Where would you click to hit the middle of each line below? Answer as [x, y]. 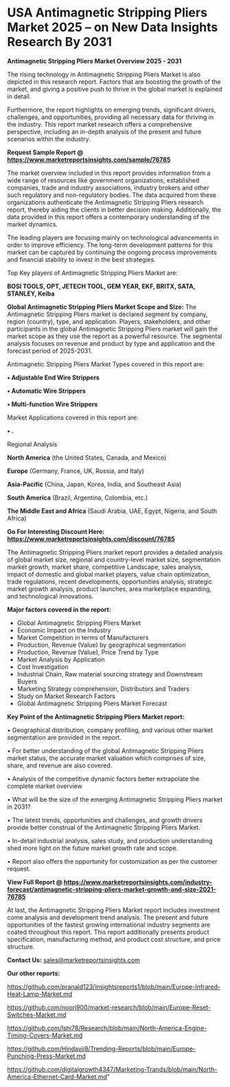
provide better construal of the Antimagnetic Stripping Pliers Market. [104, 827]
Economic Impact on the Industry [64, 630]
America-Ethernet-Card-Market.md [57, 1077]
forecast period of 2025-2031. [50, 351]
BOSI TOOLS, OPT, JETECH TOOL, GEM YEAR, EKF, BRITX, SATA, [101, 286]
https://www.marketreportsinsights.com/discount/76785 [91, 539]
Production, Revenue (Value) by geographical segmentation [102, 645]
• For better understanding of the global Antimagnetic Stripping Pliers [105, 750]
